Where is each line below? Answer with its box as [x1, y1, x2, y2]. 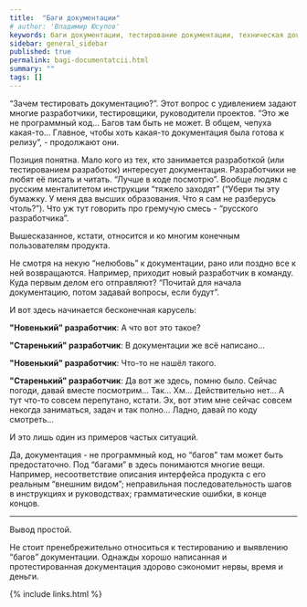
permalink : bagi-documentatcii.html [9, 56, 149, 65]
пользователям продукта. [9, 239, 111, 251]
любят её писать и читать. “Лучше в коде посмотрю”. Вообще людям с [9, 173, 288, 184]
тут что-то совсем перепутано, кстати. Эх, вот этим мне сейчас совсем [9, 394, 292, 405]
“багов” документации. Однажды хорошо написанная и [9, 551, 228, 562]
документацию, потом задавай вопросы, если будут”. [9, 287, 220, 298]
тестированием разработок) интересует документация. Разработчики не [9, 163, 297, 174]
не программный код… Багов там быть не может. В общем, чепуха [9, 117, 272, 128]
